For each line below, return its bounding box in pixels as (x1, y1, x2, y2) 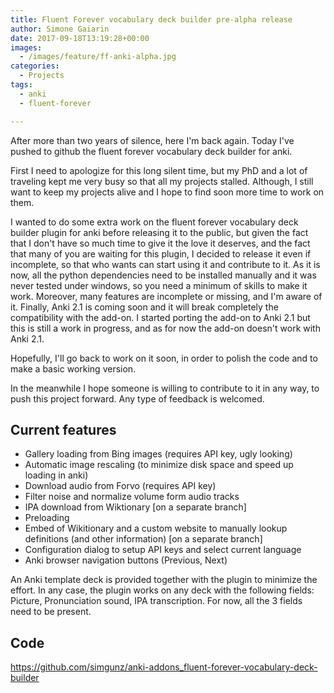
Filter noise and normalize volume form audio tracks (24, 491, 240, 503)
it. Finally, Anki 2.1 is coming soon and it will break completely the (10, 301, 279, 313)
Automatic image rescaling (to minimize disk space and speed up (24, 459, 294, 471)
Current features (10, 421, 117, 438)
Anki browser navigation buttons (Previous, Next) (24, 554, 228, 566)
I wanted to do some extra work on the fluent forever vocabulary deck (10, 216, 299, 228)
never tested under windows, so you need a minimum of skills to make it (10, 279, 308, 291)
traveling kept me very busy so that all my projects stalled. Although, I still (10, 175, 314, 187)
